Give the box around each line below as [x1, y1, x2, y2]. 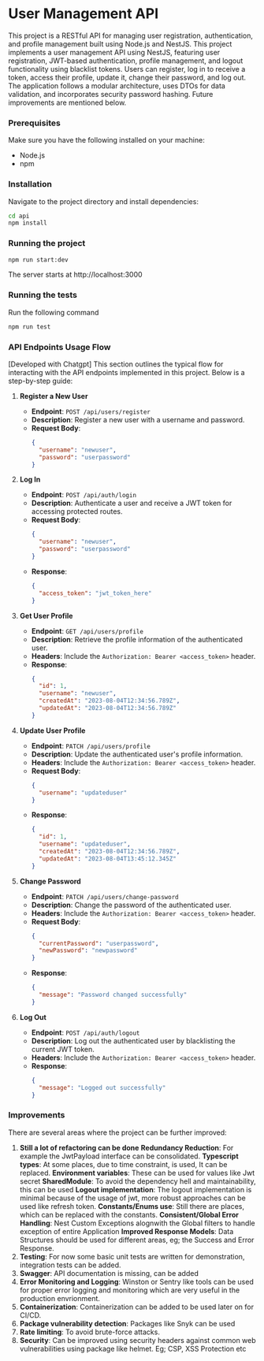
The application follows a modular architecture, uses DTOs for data [8, 80, 226, 91]
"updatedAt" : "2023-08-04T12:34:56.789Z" [38, 705, 177, 712]
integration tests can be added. [19, 1260, 121, 1270]
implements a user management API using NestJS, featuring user [8, 47, 221, 57]
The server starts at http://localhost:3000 [8, 270, 143, 280]
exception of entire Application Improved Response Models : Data [19, 1226, 234, 1236]
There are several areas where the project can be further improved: [8, 1128, 227, 1137]
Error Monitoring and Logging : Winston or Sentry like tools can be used [19, 1277, 254, 1286]
